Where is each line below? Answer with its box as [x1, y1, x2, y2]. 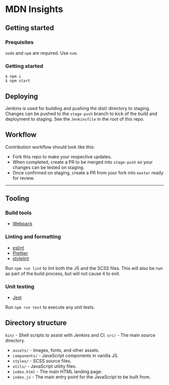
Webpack [12, 221, 33, 227]
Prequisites [5, 39, 34, 46]
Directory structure [5, 319, 67, 327]
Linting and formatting [5, 233, 61, 240]
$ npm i [5, 74, 22, 79]
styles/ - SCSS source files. [12, 358, 72, 364]
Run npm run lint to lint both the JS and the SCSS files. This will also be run [5, 265, 163, 271]
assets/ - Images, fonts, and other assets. [12, 347, 100, 353]
